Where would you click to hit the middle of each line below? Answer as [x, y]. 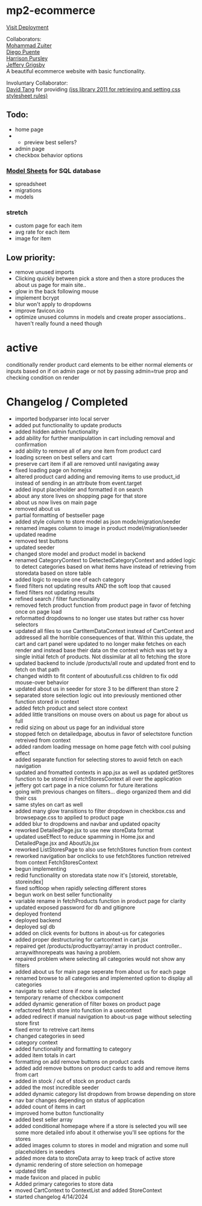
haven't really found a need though [58, 324]
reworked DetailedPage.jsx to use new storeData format [84, 830]
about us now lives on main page [56, 502]
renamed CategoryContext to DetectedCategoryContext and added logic [105, 560]
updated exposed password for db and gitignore [75, 908]
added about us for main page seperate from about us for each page [100, 972]
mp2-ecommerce [51, 11]
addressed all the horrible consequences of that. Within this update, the [104, 637]
